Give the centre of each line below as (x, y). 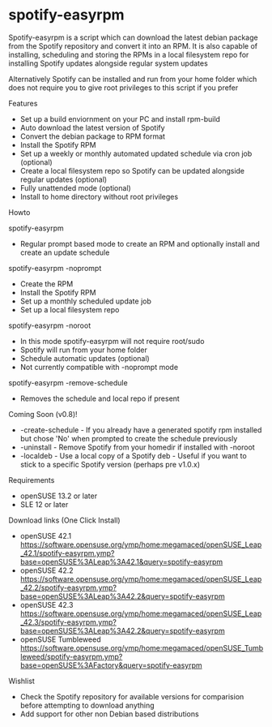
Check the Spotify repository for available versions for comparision (132, 696)
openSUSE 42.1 (46, 536)
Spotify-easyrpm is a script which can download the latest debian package (133, 37)
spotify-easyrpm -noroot (50, 325)
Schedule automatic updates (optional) (85, 358)
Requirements (32, 480)
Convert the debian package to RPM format (93, 136)
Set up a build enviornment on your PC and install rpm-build (120, 118)
